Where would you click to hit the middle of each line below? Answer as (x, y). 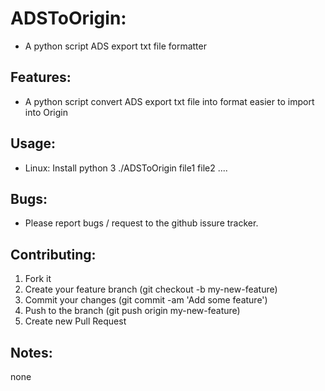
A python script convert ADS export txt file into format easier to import (169, 101)
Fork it (38, 279)
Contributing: (53, 254)
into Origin (46, 112)
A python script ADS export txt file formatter (115, 46)
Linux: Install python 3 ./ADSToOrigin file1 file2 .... (126, 168)
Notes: (31, 352)
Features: (41, 77)
